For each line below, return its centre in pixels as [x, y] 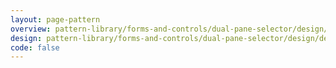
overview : [31, 29]
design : [26, 38]
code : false [35, 47]
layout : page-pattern [55, 19]
